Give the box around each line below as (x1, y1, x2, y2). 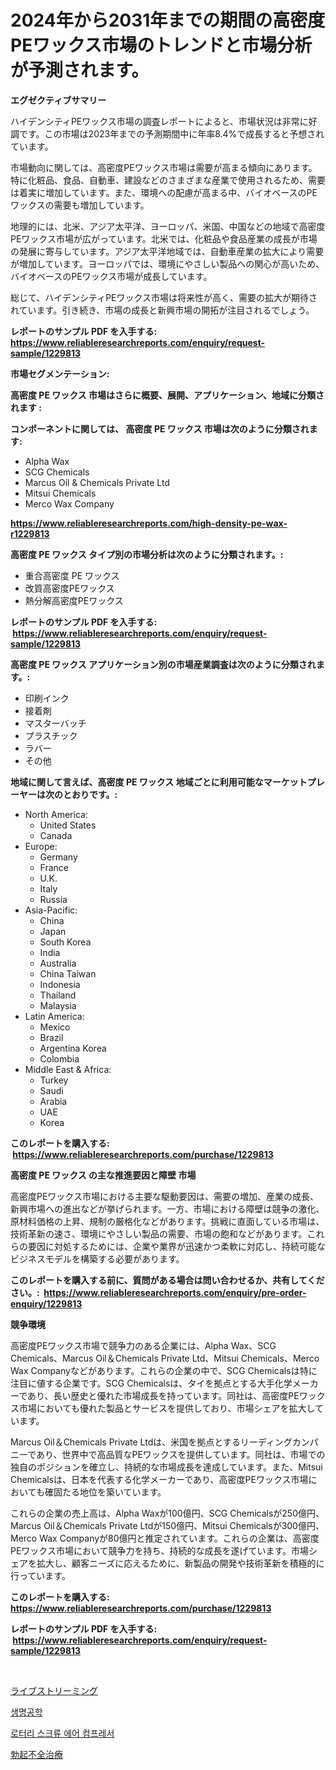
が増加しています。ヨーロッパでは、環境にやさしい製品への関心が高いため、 (10, 257, 325, 270)
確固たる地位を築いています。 (44, 1486, 167, 1498)
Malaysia (39, 999, 77, 1011)
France (39, 861, 70, 873)
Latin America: (24, 1010, 85, 1022)
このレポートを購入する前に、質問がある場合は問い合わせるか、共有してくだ (10, 1274, 325, 1286)
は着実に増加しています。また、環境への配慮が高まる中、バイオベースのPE (10, 186, 318, 198)
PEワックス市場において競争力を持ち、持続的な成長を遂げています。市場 (10, 1544, 310, 1556)
